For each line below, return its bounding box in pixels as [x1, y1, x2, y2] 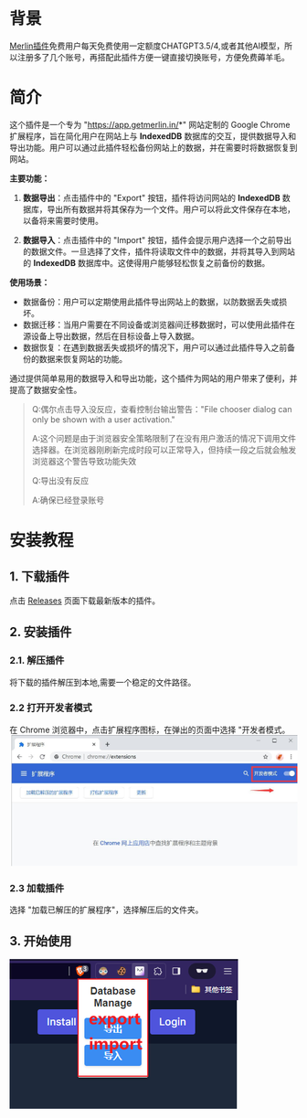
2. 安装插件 [9, 624, 72, 640]
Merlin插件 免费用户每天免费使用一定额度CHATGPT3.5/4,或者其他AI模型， [9, 40, 285, 51]
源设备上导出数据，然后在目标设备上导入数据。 [22, 330, 199, 341]
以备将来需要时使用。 [22, 215, 103, 226]
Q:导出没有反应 [31, 474, 90, 485]
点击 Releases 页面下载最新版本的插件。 [9, 595, 161, 606]
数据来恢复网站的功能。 [38, 353, 128, 364]
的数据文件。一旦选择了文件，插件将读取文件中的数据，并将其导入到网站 [22, 246, 295, 257]
